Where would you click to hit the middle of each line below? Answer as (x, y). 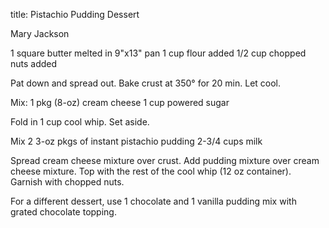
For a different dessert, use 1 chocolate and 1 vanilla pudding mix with (153, 201)
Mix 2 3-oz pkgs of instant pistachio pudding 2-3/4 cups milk (136, 141)
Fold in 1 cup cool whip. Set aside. (80, 122)
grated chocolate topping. (63, 212)
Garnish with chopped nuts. (67, 182)
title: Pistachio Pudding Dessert (75, 14)
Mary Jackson (40, 33)
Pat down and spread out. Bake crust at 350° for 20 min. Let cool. (146, 83)
